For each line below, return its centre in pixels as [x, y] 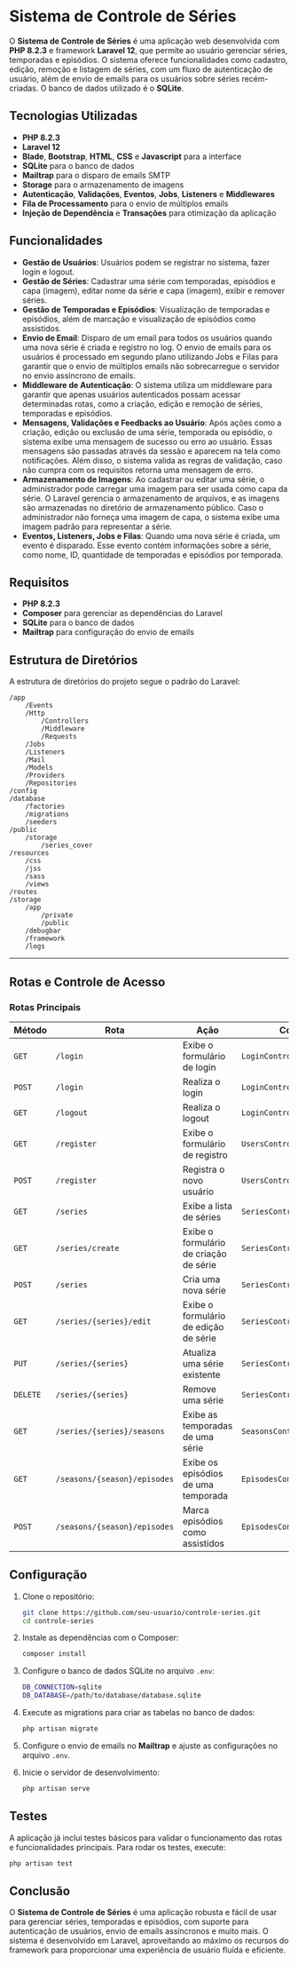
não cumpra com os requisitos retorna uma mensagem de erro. [137, 470]
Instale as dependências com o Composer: [100, 1638]
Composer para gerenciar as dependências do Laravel [122, 614]
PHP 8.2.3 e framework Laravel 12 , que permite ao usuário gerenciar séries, [149, 50]
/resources [29, 853]
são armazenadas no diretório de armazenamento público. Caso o [143, 507]
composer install [54, 1654]
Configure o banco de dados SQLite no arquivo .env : [118, 1671]
